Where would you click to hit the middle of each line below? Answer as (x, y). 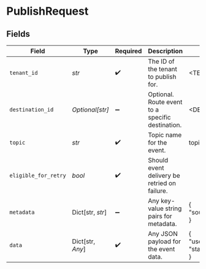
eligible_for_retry (38, 176)
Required (128, 51)
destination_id (32, 109)
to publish (162, 77)
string (174, 208)
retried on (162, 183)
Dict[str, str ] (90, 212)
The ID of (161, 61)
